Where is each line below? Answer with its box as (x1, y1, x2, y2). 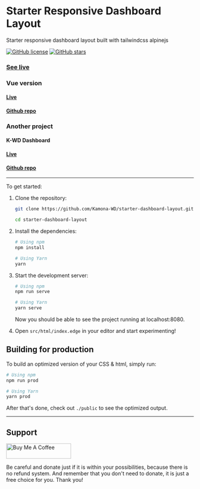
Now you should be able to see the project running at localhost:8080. (14, 316, 185, 323)
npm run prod (6, 377, 39, 384)
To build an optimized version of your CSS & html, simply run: (6, 360, 157, 367)
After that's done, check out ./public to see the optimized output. (6, 404, 168, 412)
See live (6, 63, 30, 71)
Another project (6, 122, 54, 130)
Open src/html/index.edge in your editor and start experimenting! (14, 328, 176, 335)
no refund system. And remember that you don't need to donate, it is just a (6, 470, 189, 477)
